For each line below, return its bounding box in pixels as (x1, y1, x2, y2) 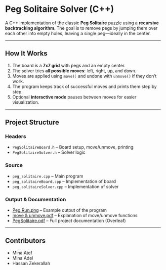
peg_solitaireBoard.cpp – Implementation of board (12, 178, 116, 184)
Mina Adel (12, 255, 33, 261)
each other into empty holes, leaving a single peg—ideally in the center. (5, 30, 151, 36)
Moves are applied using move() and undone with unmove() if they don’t (12, 73, 157, 79)
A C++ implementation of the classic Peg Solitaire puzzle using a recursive (5, 20, 159, 26)
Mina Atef (12, 250, 33, 256)
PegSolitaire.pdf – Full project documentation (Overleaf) (12, 218, 126, 224)
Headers (5, 133, 26, 140)
